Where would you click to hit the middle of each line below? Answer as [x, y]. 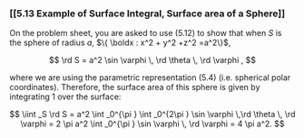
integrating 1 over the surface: [65, 97]
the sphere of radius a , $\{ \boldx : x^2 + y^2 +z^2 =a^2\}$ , [120, 42]
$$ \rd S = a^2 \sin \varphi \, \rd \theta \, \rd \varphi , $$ [152, 60]
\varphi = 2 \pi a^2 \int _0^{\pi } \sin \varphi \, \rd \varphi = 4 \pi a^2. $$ [152, 124]
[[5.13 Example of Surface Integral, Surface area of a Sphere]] [147, 14]
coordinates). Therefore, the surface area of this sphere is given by [135, 87]
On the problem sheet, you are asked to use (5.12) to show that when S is [146, 33]
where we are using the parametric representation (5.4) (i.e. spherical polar [150, 78]
